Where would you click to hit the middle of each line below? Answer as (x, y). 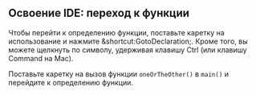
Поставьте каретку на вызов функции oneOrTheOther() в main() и (119, 74)
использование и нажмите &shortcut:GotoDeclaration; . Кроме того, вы (128, 41)
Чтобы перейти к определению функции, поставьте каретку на (116, 32)
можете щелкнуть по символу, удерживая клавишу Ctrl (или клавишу (128, 50)
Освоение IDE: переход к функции (99, 13)
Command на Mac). (41, 58)
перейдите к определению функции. (71, 82)
